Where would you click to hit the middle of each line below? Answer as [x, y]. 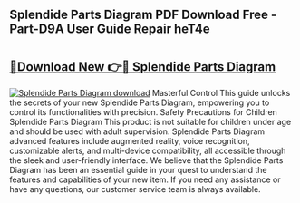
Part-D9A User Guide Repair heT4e [110, 29]
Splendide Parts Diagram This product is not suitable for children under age [150, 122]
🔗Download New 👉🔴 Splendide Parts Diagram [143, 67]
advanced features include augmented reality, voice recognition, [130, 141]
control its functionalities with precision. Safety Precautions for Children [144, 112]
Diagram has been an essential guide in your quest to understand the [138, 170]
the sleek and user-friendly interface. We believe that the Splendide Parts [146, 160]
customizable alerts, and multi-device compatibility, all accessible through [148, 150]
